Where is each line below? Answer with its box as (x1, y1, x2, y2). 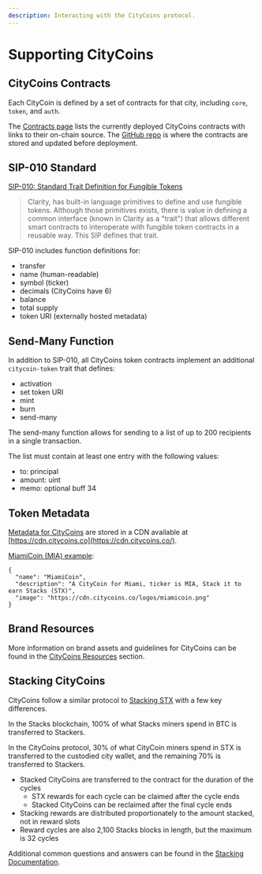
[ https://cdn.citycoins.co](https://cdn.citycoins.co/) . (8, 536, 178, 545)
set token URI (19, 387, 64, 397)
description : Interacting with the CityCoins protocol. (8, 11, 196, 20)
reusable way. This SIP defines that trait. (27, 230, 159, 241)
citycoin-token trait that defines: (8, 364, 116, 373)
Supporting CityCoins (8, 45, 154, 63)
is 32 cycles (19, 833, 59, 842)
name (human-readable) (19, 270, 99, 279)
